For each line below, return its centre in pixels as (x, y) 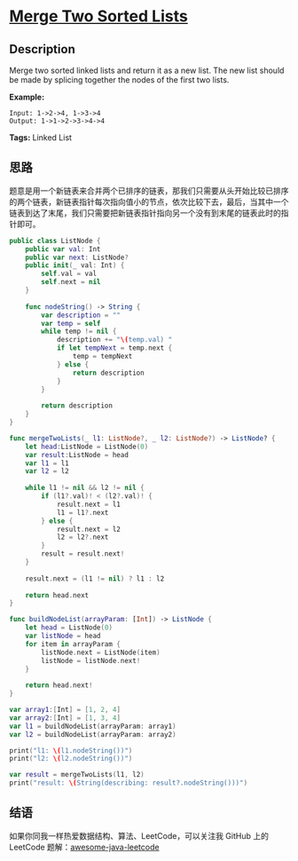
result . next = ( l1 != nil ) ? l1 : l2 (95, 579)
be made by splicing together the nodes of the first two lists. (119, 80)
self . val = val (69, 274)
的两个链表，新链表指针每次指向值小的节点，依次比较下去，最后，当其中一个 (149, 201)
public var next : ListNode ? (77, 257)
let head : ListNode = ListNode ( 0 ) (87, 446)
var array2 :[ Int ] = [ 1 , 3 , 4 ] (65, 718)
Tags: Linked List (41, 138)
